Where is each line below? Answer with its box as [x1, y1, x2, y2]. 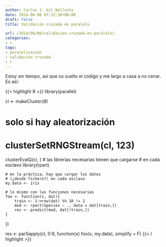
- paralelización [5, 49, 42, 55]
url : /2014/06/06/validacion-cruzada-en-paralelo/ [5, 31, 115, 36]
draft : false [5, 17, 33, 22]
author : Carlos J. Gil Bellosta [5, 7, 74, 13]
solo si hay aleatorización [5, 116, 115, 128]
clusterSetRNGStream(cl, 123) [5, 140, 135, 151]
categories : [5, 36, 30, 41]
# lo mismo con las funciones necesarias [5, 189, 94, 195]
